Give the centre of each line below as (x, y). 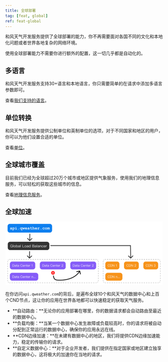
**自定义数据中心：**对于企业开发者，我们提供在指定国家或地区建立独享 (87, 348)
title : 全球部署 (20, 10)
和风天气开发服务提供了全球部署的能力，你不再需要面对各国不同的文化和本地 (84, 36)
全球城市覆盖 (25, 165)
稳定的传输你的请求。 (43, 342)
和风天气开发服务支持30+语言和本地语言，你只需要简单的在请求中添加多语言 (84, 84)
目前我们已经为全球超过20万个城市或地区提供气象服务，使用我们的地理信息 (82, 178)
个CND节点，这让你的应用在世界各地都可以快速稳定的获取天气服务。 (76, 300)
